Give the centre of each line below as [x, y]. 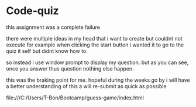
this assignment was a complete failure [53, 27]
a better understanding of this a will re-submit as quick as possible [86, 86]
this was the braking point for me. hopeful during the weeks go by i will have [98, 80]
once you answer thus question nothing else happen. [70, 68]
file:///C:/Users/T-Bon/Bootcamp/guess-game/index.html [75, 98]
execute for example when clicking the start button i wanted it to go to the [95, 45]
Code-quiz [33, 11]
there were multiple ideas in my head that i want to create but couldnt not [94, 38]
